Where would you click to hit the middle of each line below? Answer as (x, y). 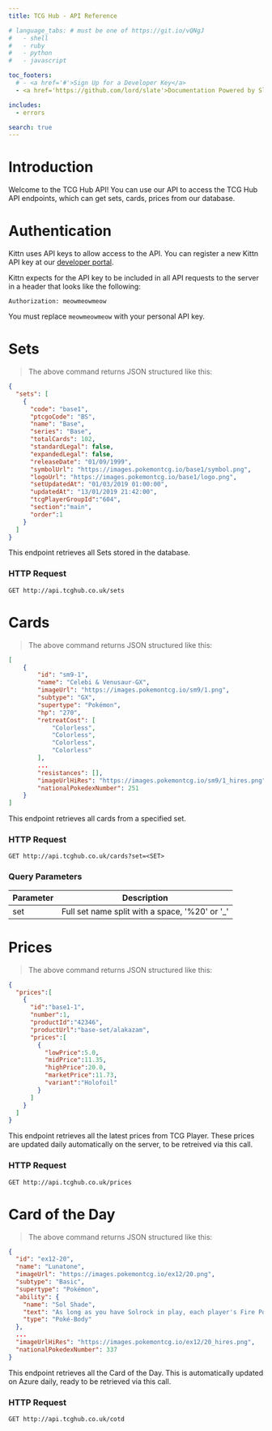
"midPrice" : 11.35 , (75, 1060)
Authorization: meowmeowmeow (57, 302)
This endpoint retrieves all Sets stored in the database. (99, 553)
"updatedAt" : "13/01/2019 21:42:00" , (93, 492)
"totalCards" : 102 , (62, 439)
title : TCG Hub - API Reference (63, 16)
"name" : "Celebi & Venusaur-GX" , (94, 683)
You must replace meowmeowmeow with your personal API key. (106, 316)
